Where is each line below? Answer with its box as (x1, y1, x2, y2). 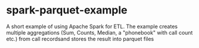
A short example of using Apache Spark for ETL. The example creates (6, 23, 178, 30)
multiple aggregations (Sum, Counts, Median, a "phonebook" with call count (6, 29, 193, 36)
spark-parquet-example (6, 4, 128, 17)
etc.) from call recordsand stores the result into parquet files (6, 35, 154, 42)
